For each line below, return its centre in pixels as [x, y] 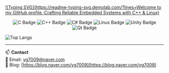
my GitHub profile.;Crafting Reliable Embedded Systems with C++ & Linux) [82, 13]
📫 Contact [17, 52]
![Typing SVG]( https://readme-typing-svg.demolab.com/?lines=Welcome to [83, 7]
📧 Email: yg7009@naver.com [35, 59]
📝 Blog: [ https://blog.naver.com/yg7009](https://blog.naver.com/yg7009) [81, 65]
